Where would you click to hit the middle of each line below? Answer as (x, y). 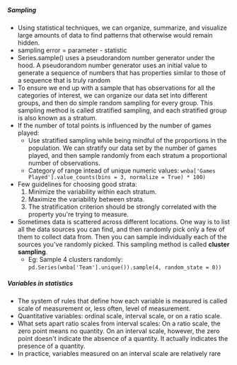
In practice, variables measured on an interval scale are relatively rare (119, 353)
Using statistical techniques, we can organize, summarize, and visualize (122, 28)
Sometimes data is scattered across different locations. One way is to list (123, 221)
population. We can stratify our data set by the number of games (122, 148)
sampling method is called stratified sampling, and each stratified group (122, 110)
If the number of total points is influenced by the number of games (114, 125)
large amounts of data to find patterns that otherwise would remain (115, 35)
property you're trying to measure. (79, 214)
